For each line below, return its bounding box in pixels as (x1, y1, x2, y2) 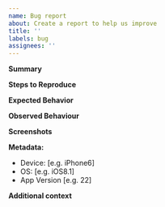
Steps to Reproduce (8, 80, 77, 90)
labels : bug (8, 34, 49, 43)
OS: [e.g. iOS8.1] (19, 167, 75, 176)
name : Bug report (8, 11, 67, 20)
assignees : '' (8, 42, 57, 50)
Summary (8, 64, 42, 74)
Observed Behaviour (8, 111, 79, 121)
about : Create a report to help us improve (8, 19, 158, 27)
